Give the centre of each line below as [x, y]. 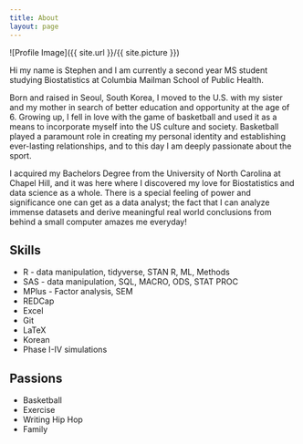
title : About [34, 18]
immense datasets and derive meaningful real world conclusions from [141, 212]
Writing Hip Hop [53, 419]
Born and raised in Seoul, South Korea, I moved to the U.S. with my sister [146, 98]
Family [35, 429]
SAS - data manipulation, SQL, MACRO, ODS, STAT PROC [131, 282]
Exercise [39, 410]
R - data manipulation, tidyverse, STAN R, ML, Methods [126, 272]
